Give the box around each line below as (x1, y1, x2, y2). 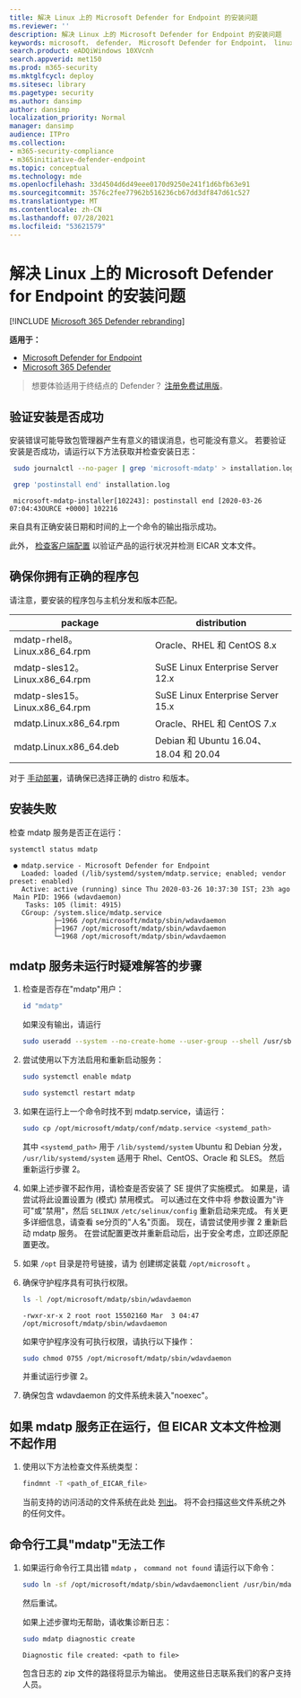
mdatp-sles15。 (13, 689, 85, 701)
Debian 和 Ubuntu (155, 734, 230, 746)
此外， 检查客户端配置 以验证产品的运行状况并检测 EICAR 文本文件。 (9, 541, 262, 550)
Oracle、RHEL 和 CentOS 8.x (155, 638, 278, 651)
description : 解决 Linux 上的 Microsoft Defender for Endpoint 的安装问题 (9, 30, 282, 39)
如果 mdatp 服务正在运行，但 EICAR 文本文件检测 (9, 1419, 281, 1434)
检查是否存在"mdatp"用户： (21, 984, 125, 995)
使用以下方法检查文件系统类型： (21, 1461, 141, 1473)
